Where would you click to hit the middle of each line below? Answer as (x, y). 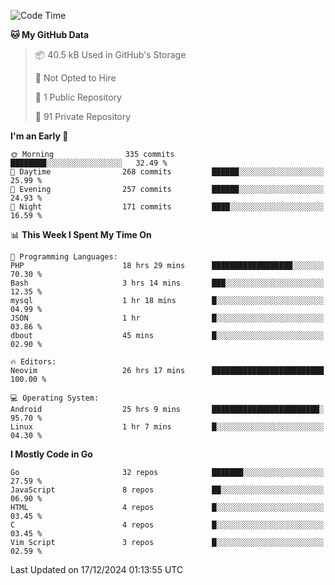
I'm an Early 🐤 (39, 136)
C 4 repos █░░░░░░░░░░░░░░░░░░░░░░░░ (167, 525)
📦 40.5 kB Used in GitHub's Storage (110, 54)
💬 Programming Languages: (64, 257)
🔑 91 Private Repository (83, 116)
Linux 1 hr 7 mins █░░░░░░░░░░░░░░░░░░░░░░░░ (167, 427)
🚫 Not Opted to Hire (75, 78)
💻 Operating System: (55, 398)
